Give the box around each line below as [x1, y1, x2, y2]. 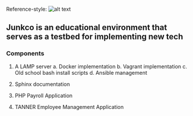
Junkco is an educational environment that [6, 22, 168, 32]
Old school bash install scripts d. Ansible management [14, 69, 147, 76]
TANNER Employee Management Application [14, 103, 124, 110]
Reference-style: [6, 6, 47, 12]
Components [6, 49, 44, 58]
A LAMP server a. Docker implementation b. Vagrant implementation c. [14, 62, 188, 70]
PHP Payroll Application [14, 92, 73, 99]
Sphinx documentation [14, 80, 70, 88]
